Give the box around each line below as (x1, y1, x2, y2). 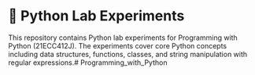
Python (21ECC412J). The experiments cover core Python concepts (8, 41, 227, 50)
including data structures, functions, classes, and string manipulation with (8, 49, 248, 59)
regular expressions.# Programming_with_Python (8, 58, 168, 67)
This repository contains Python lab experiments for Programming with (8, 33, 238, 42)
